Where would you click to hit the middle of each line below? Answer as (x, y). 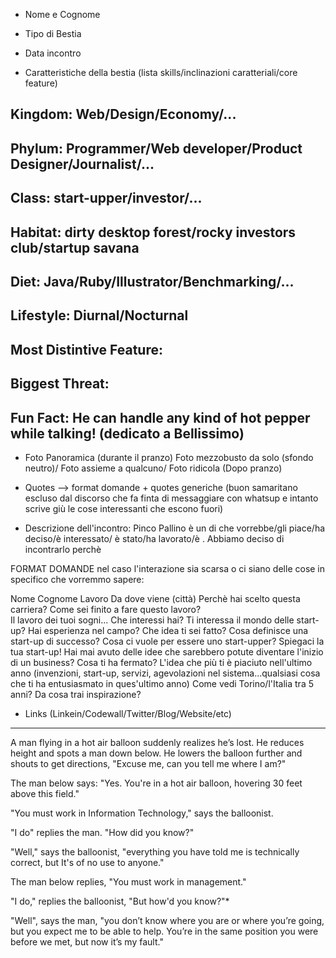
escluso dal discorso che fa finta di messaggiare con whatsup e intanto (171, 498)
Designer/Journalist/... (82, 164)
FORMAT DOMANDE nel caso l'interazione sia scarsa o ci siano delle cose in (168, 568)
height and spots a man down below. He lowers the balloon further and (156, 753)
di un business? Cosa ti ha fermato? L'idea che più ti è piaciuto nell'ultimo (161, 662)
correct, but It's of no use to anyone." (87, 862)
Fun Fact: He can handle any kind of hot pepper (160, 417)
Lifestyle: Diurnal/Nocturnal (99, 315)
